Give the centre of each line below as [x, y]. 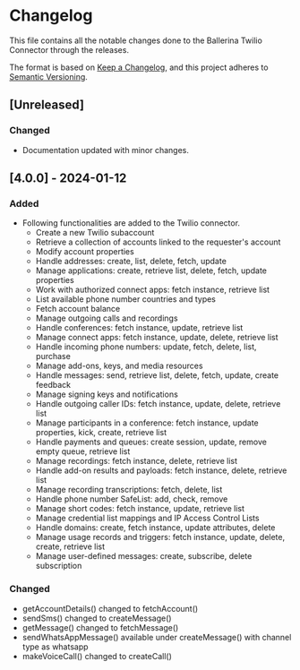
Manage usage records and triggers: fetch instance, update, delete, [160, 537]
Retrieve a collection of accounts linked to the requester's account [158, 242]
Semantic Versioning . [48, 76]
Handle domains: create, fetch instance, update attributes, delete [155, 528]
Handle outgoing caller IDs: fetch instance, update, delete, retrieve [158, 404]
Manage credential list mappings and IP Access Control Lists [147, 518]
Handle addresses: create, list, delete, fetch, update [131, 262]
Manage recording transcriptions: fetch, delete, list [129, 490]
